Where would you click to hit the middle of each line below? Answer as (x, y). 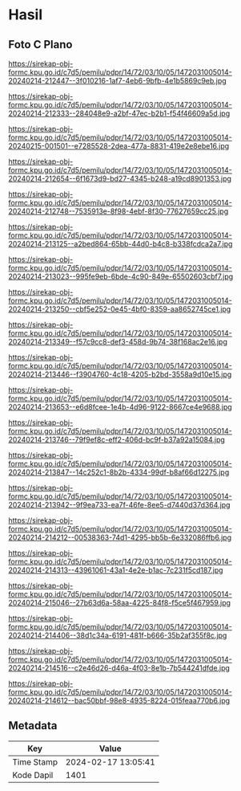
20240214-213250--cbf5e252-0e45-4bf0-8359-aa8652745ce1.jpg (120, 309)
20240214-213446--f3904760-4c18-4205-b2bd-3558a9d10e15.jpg (120, 374)
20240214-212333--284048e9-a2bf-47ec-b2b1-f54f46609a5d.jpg (119, 113)
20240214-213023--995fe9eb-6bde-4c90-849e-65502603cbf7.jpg (121, 276)
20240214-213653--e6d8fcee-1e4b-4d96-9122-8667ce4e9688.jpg (120, 407)
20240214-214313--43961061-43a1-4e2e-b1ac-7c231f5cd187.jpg (116, 570)
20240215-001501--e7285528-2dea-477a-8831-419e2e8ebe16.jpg (119, 146)
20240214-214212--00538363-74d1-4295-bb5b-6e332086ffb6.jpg (120, 537)
